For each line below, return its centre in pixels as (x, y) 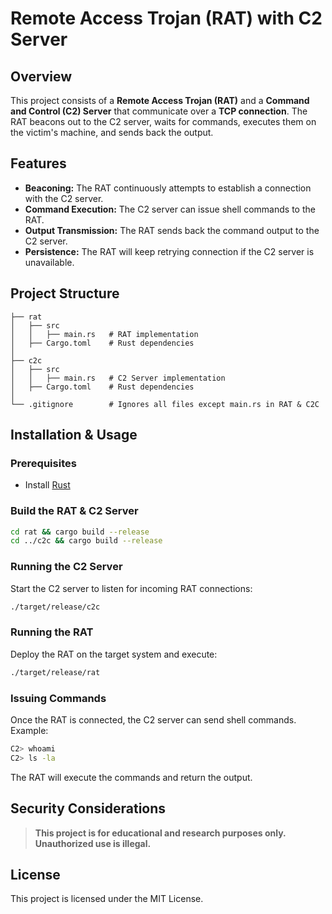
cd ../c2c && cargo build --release (86, 541)
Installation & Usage (74, 435)
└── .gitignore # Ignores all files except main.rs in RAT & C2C (165, 404)
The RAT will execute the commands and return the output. (131, 777)
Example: (29, 730)
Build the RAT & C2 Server (74, 511)
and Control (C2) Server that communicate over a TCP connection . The (159, 111)
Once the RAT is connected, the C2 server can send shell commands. (153, 720)
